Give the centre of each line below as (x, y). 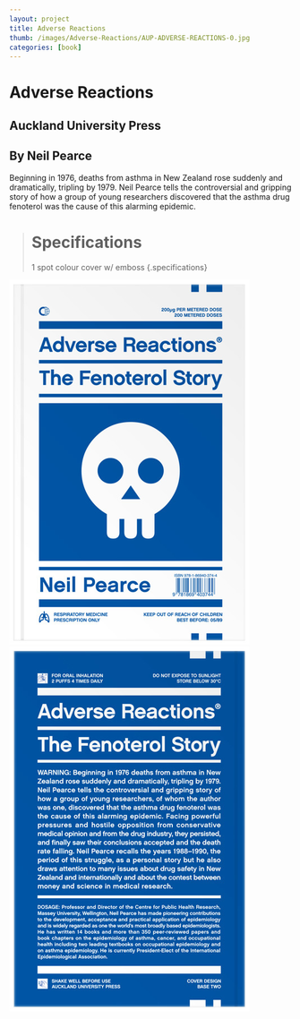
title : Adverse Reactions (57, 28)
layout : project (39, 19)
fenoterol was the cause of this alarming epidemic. (103, 206)
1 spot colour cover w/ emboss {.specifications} (119, 267)
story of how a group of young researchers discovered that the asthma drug (150, 196)
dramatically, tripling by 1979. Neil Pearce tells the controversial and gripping (150, 187)
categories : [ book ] (46, 47)
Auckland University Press (85, 125)
